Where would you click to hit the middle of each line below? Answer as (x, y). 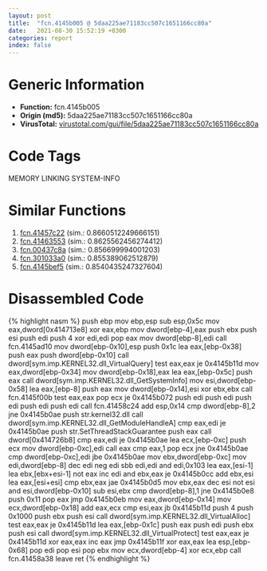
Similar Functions (67, 210)
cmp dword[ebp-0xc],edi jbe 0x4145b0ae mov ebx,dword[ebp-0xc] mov (128, 457)
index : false (30, 46)
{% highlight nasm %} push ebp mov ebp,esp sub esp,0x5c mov (114, 321)
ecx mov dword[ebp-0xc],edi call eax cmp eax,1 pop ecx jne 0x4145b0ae (128, 448)
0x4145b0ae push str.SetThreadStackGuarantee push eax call (110, 431)
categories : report (41, 38)
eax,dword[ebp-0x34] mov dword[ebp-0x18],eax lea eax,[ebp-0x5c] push (131, 371)
